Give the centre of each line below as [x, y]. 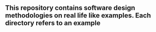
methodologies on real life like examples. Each [78, 16]
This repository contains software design [70, 8]
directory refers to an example [53, 23]
